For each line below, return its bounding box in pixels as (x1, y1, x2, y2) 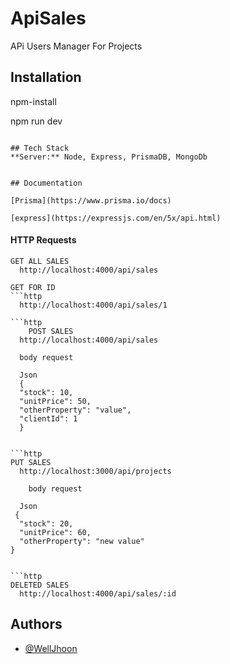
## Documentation (10, 178, 83, 188)
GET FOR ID (10, 282, 56, 292)
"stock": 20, (19, 518, 74, 529)
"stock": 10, (19, 387, 74, 397)
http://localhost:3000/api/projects (19, 466, 172, 476)
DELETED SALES (10, 580, 70, 590)
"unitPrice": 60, (19, 527, 92, 537)
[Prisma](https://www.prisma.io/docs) (10, 195, 172, 206)
